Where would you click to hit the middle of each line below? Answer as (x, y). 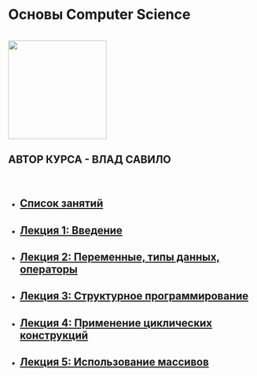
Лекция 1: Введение (71, 230)
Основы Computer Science (99, 15)
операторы (48, 269)
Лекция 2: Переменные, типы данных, (119, 257)
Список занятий (61, 204)
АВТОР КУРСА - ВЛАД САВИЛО (90, 160)
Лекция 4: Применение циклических (116, 323)
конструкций (54, 335)
